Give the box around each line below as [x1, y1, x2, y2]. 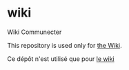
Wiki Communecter [7, 28, 62, 36]
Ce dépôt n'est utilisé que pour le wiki [7, 54, 115, 63]
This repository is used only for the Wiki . [7, 41, 122, 49]
